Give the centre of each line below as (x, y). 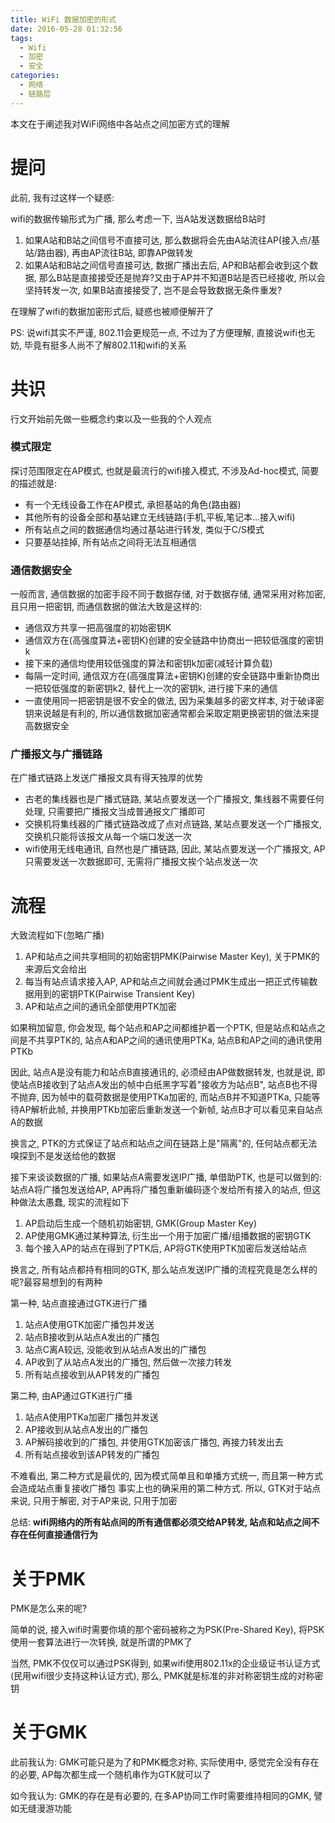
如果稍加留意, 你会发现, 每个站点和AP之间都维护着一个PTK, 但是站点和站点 (163, 1028)
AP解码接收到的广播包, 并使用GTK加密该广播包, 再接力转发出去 (154, 1442)
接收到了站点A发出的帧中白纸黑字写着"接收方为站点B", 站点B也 (171, 1085)
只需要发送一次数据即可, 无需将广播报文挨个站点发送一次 (141, 862)
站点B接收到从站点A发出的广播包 (92, 1337)
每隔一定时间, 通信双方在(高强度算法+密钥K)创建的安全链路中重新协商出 (172, 676)
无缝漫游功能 (45, 1808)
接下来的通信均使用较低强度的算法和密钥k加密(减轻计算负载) (148, 663)
